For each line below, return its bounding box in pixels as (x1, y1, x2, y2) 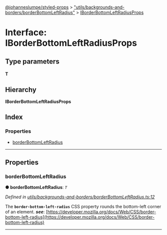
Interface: (5, 27, 47, 38)
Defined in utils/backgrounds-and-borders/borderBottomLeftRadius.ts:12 (5, 194, 155, 200)
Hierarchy (5, 85, 37, 94)
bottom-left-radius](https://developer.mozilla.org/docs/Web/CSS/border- (5, 214, 155, 220)
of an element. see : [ (5, 209, 48, 215)
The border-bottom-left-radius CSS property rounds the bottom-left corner (5, 204, 162, 210)
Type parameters (5, 57, 60, 66)
